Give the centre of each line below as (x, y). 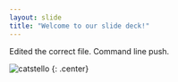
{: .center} (70, 69)
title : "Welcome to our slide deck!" (80, 26)
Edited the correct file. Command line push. (89, 51)
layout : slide (36, 17)
